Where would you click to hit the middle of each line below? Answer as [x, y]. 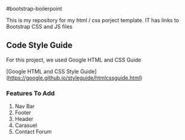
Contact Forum [33, 132]
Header [24, 119]
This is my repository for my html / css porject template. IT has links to [92, 20]
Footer [23, 112]
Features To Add [30, 93]
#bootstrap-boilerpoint [34, 9]
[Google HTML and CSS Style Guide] [52, 71]
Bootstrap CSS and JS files [39, 27]
